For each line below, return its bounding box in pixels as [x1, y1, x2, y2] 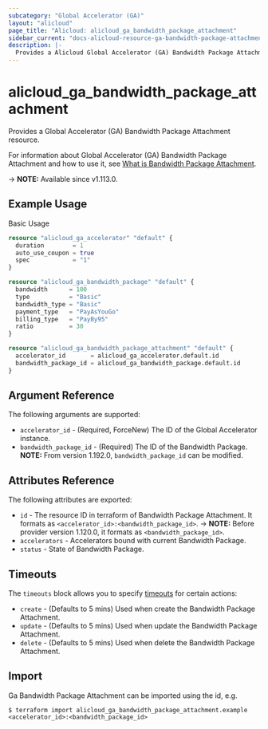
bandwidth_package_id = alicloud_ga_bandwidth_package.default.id [15, 359, 241, 367]
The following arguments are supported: [8, 410, 141, 420]
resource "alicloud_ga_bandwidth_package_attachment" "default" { [8, 345, 234, 353]
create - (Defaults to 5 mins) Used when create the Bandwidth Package [19, 604, 255, 614]
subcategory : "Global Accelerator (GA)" [8, 11, 145, 20]
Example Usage [8, 197, 88, 211]
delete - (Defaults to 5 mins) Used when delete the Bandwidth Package [19, 638, 255, 648]
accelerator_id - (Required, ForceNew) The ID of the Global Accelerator [19, 425, 258, 435]
